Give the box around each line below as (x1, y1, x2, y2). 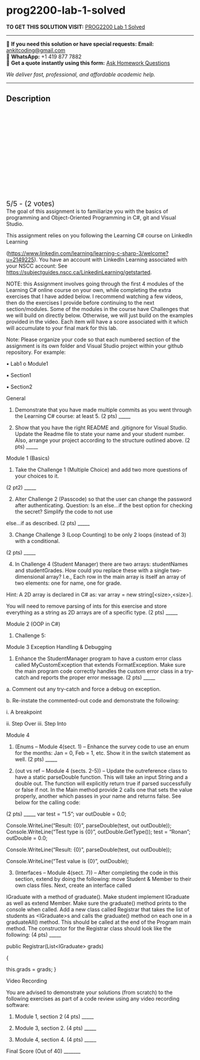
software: (6, 1001, 30, 1008)
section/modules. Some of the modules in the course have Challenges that (6, 305, 189, 312)
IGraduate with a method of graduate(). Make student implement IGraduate (6, 893, 190, 900)
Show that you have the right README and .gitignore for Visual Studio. (14, 424, 187, 431)
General (6, 394, 26, 402)
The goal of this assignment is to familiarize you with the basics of (6, 208, 168, 215)
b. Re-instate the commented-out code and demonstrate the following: (6, 697, 180, 704)
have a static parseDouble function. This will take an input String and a (14, 773, 188, 780)
